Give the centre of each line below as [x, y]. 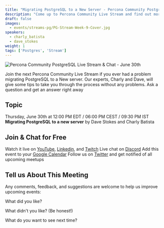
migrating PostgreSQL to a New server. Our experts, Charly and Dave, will [79, 79]
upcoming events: [23, 192]
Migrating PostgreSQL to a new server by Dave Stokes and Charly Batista [80, 122]
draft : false [18, 19]
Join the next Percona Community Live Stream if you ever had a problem [78, 74]
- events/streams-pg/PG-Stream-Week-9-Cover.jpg [60, 28]
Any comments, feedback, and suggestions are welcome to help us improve [81, 186]
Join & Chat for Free [36, 137]
